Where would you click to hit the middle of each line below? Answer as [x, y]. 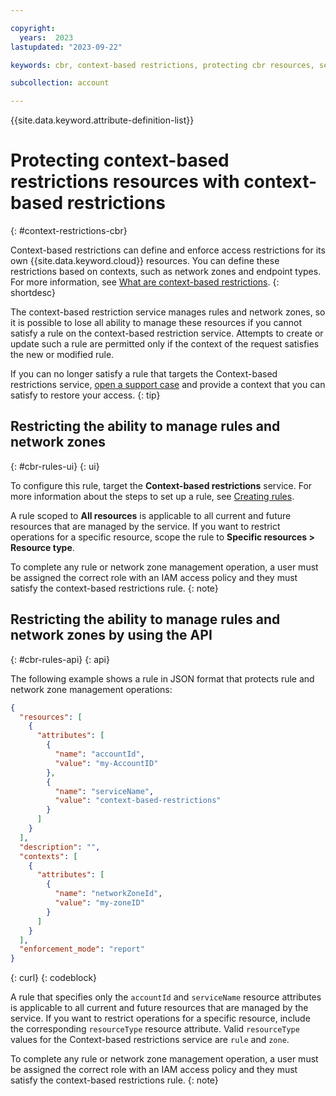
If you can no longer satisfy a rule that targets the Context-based [144, 374]
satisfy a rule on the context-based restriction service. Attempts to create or [167, 333]
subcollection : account [60, 83]
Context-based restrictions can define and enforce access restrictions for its [168, 250]
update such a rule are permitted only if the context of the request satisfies [165, 344]
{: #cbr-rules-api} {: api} [60, 659]
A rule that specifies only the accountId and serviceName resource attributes [166, 997]
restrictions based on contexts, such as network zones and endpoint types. [166, 272]
